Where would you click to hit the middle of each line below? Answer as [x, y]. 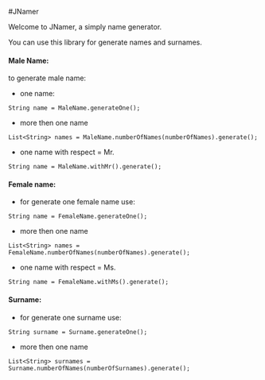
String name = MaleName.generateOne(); [74, 108]
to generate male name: [47, 78]
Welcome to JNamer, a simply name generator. [85, 27]
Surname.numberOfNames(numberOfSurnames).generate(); [99, 368]
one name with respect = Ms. [68, 268]
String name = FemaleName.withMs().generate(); [89, 282]
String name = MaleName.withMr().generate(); [85, 167]
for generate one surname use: [70, 317]
